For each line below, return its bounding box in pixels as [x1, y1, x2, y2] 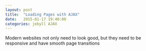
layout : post [5, 7, 33, 12]
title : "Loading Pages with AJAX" [5, 12, 80, 17]
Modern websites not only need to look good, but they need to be [5, 35, 141, 41]
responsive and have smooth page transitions [5, 40, 100, 46]
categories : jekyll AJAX [5, 21, 57, 26]
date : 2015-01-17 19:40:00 [5, 16, 66, 21]
